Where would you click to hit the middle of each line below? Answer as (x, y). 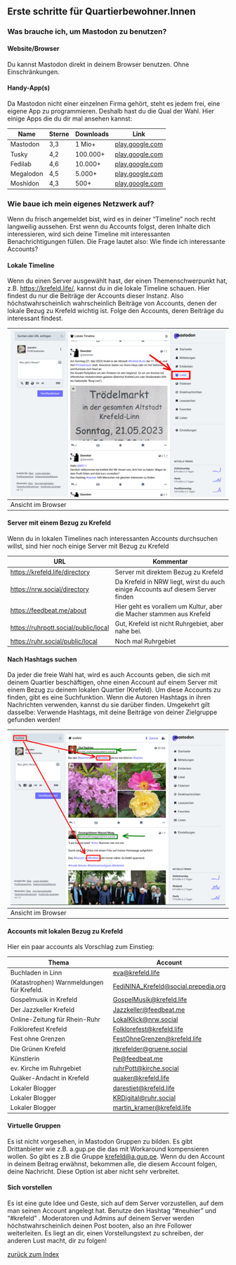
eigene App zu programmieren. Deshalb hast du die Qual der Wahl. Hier (111, 111)
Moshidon (25, 183)
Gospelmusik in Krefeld (44, 1000)
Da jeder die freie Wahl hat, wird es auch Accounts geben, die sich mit (109, 675)
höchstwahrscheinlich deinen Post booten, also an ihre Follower (100, 1226)
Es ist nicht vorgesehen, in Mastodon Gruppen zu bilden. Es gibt (100, 1141)
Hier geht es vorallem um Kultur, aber (169, 606)
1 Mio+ (85, 145)
